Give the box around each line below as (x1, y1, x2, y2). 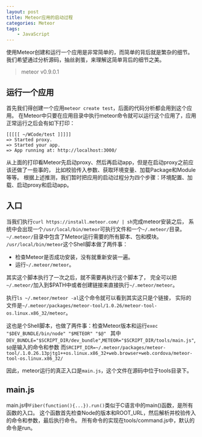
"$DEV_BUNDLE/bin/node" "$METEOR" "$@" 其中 (6, 330, 121, 337)
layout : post (6, 8, 39, 15)
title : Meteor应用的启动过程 (6, 14, 74, 21)
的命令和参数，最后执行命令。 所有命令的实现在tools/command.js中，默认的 (6, 416, 195, 424)
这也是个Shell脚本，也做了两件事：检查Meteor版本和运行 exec (6, 322, 158, 329)
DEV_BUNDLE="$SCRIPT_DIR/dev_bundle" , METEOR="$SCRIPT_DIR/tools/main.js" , (6, 336, 196, 343)
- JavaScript (17, 31, 50, 37)
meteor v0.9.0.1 (21, 68, 59, 75)
